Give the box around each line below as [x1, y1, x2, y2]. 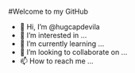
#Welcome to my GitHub [8, 7, 89, 16]
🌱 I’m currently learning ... [19, 39, 105, 48]
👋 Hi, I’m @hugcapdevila [19, 22, 101, 31]
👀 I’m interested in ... [19, 31, 87, 40]
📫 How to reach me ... [19, 56, 94, 66]
